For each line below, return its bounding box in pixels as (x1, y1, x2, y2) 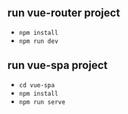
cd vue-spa (18, 81, 55, 89)
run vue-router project (7, 6, 120, 20)
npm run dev (18, 37, 58, 45)
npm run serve (18, 98, 66, 106)
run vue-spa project (7, 59, 108, 72)
